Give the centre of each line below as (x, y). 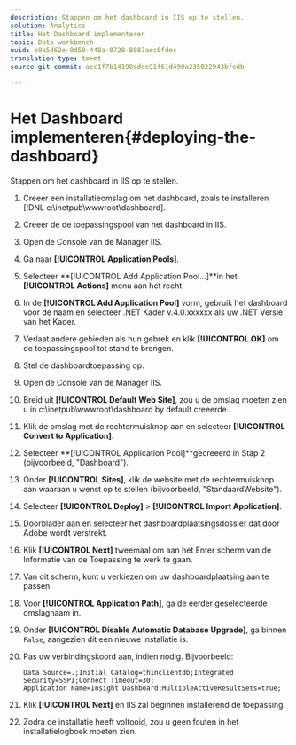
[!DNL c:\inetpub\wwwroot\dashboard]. (94, 207)
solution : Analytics (48, 26)
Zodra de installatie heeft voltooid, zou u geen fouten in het (131, 721)
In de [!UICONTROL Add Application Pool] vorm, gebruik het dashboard (155, 302)
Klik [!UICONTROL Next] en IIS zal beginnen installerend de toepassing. (154, 704)
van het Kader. (50, 321)
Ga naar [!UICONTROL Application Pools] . (101, 259)
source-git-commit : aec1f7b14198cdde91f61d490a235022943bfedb (127, 67)
